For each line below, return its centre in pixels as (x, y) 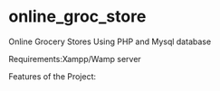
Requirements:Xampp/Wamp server (75, 59)
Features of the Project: (53, 76)
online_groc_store (77, 17)
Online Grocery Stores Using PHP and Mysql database (110, 41)
